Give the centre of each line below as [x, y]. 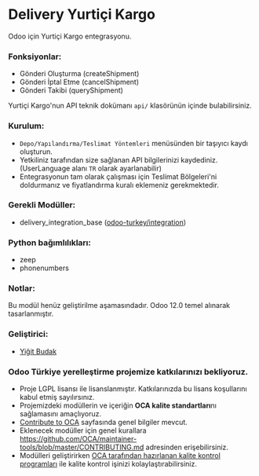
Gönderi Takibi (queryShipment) [71, 90]
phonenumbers [44, 268]
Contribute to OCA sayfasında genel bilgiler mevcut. [104, 423]
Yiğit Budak [38, 351]
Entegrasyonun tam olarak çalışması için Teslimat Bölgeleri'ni [118, 176]
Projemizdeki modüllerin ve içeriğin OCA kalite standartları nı [118, 405]
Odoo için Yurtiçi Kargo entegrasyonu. [70, 36]
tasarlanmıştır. [31, 314]
